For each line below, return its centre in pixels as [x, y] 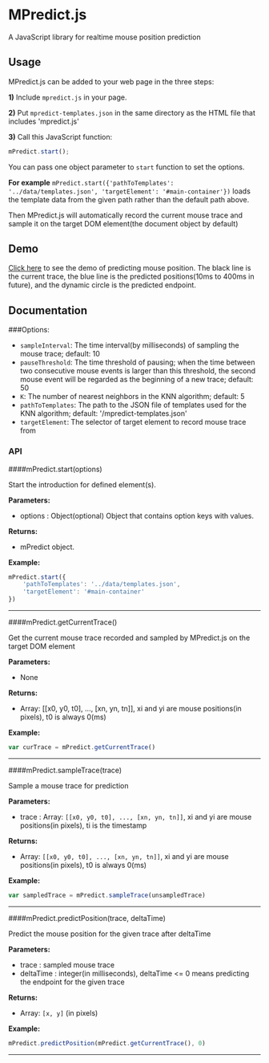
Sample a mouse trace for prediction [68, 785]
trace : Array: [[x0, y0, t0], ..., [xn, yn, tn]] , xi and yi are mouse [136, 817]
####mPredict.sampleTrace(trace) [65, 770]
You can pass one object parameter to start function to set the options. [126, 167]
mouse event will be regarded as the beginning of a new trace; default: [137, 380]
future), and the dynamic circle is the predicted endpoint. [102, 285]
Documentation [48, 310]
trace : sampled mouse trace [67, 964]
